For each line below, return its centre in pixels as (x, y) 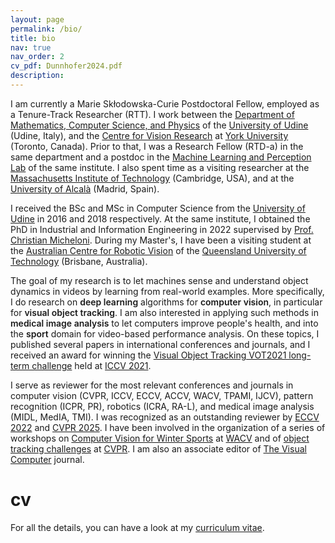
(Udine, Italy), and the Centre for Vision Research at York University (149, 135)
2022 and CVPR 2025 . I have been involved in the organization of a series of (168, 427)
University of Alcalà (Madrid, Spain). (85, 188)
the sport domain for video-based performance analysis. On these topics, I (165, 333)
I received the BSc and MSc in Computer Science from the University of (158, 208)
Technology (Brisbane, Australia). (79, 261)
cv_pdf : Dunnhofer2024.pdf (66, 66)
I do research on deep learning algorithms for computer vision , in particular (166, 302)
